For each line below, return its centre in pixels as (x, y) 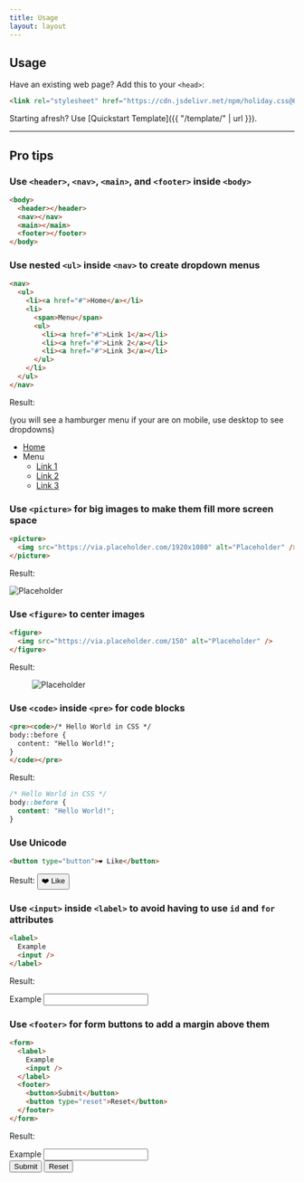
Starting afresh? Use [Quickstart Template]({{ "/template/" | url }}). (133, 119)
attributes (32, 920)
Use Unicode (38, 843)
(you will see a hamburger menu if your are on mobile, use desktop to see (147, 419)
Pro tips (32, 155)
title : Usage (34, 18)
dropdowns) (32, 429)
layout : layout (38, 26)
